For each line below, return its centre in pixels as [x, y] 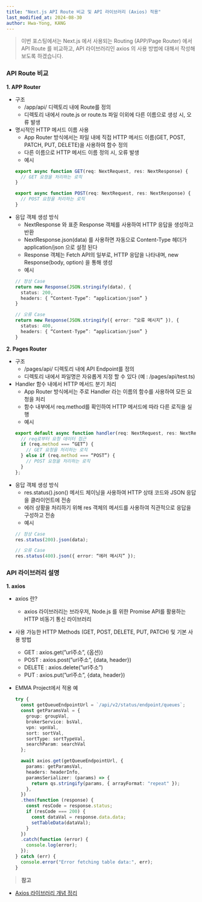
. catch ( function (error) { [55, 840]
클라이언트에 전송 [51, 500]
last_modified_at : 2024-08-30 [44, 18]
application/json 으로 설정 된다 [61, 247]
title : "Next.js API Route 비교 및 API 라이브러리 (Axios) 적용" [84, 12]
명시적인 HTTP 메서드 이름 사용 [52, 129]
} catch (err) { [35, 857]
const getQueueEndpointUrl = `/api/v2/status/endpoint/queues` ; [103, 705]
